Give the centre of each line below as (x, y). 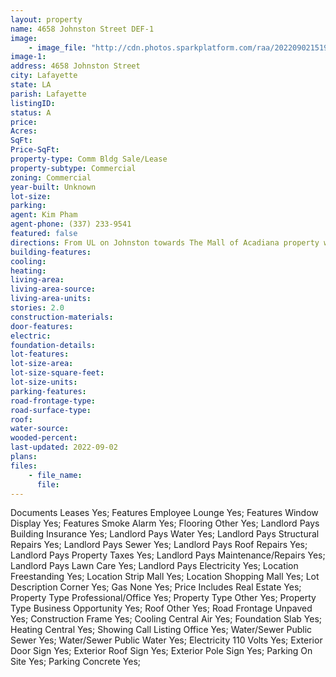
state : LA (31, 85)
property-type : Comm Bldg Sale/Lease (89, 159)
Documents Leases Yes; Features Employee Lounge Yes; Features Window (164, 513)
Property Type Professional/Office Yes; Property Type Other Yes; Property (163, 598)
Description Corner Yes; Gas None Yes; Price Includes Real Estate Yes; (156, 587)
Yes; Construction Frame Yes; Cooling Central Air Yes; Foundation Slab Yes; (166, 619)
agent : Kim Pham (44, 215)
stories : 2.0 (37, 308)
